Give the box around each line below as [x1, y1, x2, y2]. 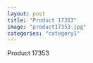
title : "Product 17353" [7, 17, 77, 24]
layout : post [7, 10, 46, 17]
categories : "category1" [7, 29, 80, 37]
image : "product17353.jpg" [7, 23, 87, 30]
